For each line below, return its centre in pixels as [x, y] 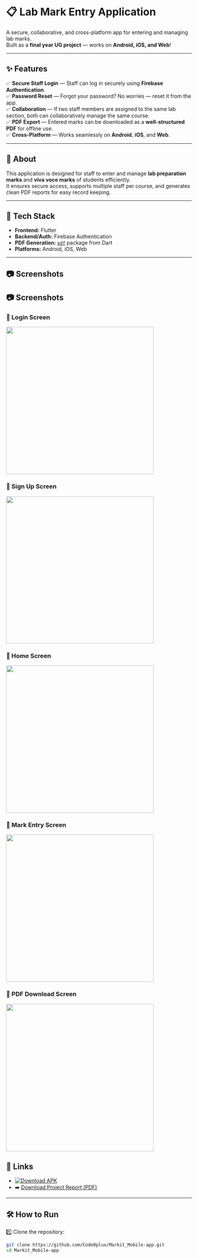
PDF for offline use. [29, 128]
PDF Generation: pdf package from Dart [63, 243]
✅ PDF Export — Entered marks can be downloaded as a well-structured [95, 121]
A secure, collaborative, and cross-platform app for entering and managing [97, 32]
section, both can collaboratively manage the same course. [78, 116]
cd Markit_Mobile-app [33, 1251]
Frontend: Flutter [36, 230]
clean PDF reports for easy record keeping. [58, 192]
